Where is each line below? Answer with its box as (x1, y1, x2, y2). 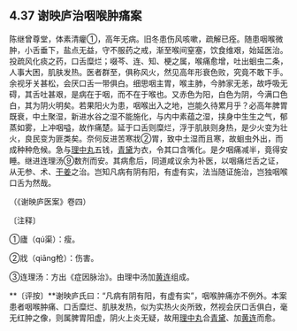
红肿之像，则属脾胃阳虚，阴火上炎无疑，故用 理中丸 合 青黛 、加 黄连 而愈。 (16, 312, 280, 323)
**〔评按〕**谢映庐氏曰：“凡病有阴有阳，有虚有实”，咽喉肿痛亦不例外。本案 (9, 290, 287, 301)
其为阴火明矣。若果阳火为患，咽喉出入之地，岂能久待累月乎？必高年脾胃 (24, 100, 288, 111)
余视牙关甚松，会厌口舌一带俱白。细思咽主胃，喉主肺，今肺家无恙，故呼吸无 (9, 78, 288, 89)
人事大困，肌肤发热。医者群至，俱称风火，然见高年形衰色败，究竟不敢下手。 (9, 66, 288, 77)
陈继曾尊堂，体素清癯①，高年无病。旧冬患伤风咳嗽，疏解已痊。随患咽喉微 (9, 34, 284, 44)
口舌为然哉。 (9, 177, 56, 188)
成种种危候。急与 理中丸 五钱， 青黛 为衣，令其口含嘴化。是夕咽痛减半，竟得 (9, 144, 280, 155)
